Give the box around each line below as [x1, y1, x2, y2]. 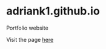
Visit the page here [6, 36, 54, 43]
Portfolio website [6, 24, 48, 31]
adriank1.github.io [6, 4, 100, 18]
